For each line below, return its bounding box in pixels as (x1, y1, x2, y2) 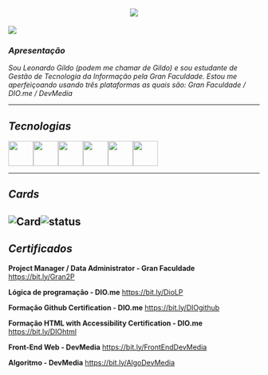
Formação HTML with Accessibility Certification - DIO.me (8, 318, 203, 328)
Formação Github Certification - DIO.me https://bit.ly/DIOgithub (8, 302, 220, 312)
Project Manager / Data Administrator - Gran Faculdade (8, 263, 195, 273)
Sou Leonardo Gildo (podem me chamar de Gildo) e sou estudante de (8, 63, 238, 73)
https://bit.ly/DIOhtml (8, 326, 77, 336)
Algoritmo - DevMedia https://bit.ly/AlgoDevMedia (8, 357, 175, 367)
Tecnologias (8, 119, 72, 133)
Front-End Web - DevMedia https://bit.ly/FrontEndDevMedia (8, 342, 207, 352)
